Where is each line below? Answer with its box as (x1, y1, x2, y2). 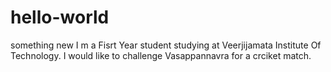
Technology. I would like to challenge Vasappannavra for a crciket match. (10, 49, 312, 61)
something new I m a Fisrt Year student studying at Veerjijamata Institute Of (10, 39, 322, 51)
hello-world (10, 6, 110, 29)
